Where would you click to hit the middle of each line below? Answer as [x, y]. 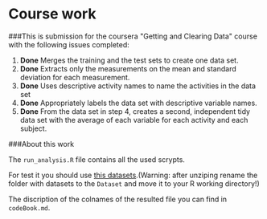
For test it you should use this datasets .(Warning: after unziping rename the [133, 175]
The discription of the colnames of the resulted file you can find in [118, 199]
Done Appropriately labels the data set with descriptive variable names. [138, 103]
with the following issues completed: [69, 44]
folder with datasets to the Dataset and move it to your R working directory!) [134, 183]
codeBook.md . [29, 207]
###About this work [41, 144]
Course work [52, 14]
